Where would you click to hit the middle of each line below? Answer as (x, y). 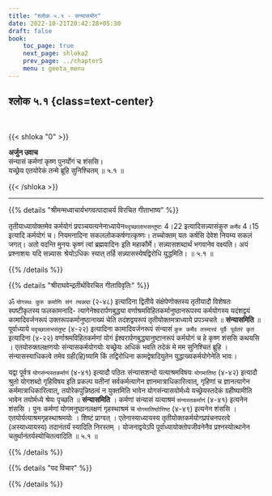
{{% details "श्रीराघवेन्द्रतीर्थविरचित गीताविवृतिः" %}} (79, 285)
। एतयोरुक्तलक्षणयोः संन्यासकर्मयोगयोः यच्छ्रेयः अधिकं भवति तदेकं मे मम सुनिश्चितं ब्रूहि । (118, 347)
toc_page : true (49, 46)
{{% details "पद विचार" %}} (51, 468)
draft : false (30, 31)
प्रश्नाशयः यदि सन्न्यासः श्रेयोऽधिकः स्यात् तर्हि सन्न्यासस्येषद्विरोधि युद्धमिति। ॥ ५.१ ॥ (111, 253)
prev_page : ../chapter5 (63, 61)
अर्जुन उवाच (23, 152)
